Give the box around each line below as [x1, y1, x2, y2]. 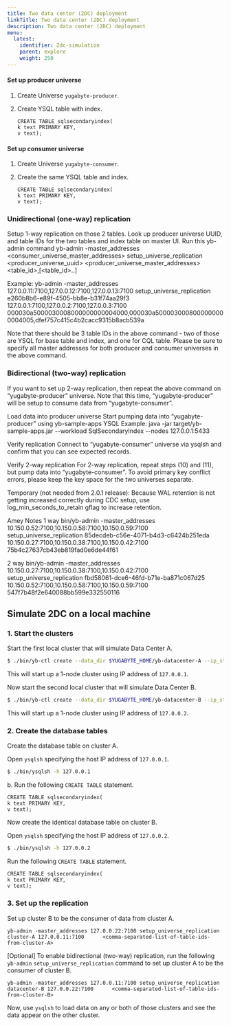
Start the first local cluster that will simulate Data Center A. [7, 644, 173, 653]
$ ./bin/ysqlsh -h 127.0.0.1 [7, 768, 91, 775]
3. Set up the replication [7, 898, 89, 908]
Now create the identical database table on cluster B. [7, 818, 157, 827]
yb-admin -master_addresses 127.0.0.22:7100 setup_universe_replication [7, 927, 220, 935]
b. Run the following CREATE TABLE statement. [7, 781, 134, 789]
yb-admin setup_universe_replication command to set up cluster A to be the [7, 959, 224, 967]
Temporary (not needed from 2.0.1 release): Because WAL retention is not [7, 489, 215, 497]
